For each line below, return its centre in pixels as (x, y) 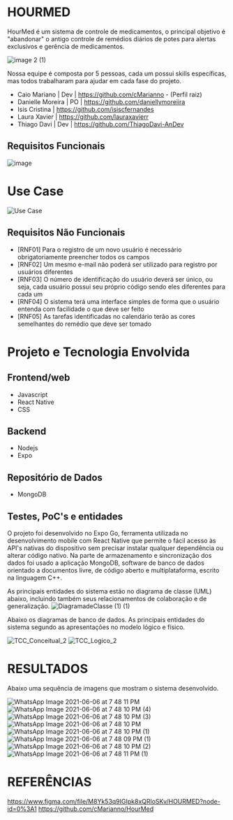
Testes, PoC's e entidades (65, 516)
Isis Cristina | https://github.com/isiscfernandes (86, 109)
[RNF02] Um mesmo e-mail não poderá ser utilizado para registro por (117, 264)
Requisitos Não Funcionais (66, 232)
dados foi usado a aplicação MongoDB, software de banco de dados (106, 563)
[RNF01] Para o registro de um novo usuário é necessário (99, 250)
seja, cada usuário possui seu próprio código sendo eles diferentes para (121, 287)
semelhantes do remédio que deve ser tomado (84, 324)
